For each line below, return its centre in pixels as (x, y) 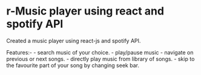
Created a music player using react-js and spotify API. (74, 41)
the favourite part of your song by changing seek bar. (73, 65)
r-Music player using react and (85, 11)
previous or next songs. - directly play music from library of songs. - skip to (100, 59)
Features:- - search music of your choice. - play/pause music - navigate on (100, 52)
